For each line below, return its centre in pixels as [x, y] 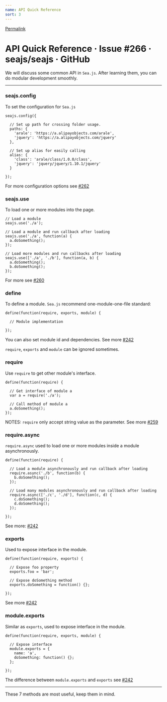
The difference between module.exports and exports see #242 [69, 680]
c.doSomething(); [32, 499]
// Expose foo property [34, 568]
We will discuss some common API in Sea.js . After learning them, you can [81, 73]
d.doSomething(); [32, 503]
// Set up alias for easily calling [47, 150]
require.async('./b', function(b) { [47, 473]
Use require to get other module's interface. [50, 373]
